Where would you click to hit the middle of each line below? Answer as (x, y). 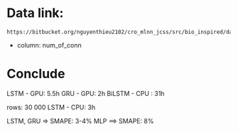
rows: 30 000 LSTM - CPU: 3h (51, 107)
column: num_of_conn (49, 45)
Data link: (35, 13)
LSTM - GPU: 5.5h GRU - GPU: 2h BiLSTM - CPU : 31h (86, 93)
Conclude (36, 74)
